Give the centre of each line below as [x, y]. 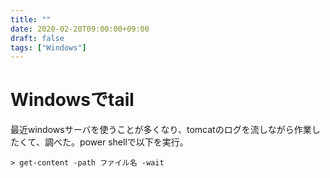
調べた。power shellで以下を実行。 [116, 142]
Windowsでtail [72, 100]
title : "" [31, 19]
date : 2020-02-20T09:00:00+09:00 [80, 29]
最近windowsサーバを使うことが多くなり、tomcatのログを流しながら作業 [161, 130]
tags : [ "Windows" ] [48, 47]
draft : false [37, 38]
